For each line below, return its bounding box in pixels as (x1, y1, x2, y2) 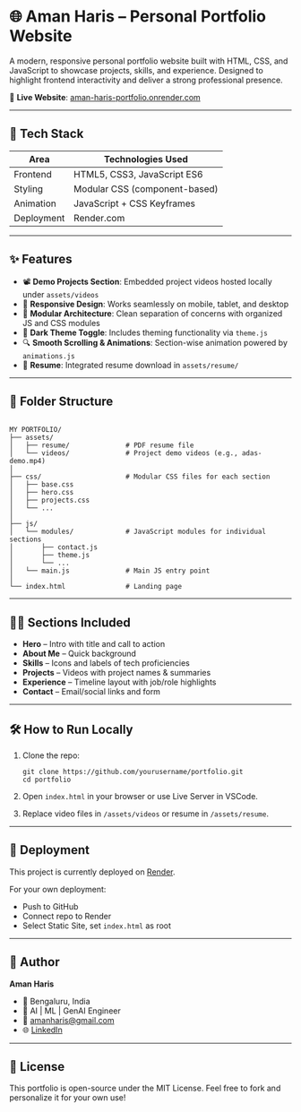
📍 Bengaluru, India (21, 996, 91, 1006)
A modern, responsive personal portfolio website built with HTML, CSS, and (9, 56, 288, 66)
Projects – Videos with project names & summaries (21, 668, 211, 678)
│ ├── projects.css (9, 496, 90, 505)
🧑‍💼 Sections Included (9, 615, 132, 630)
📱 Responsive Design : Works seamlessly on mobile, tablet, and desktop (21, 298, 289, 309)
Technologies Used (103, 152, 188, 165)
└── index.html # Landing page (9, 582, 182, 591)
